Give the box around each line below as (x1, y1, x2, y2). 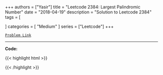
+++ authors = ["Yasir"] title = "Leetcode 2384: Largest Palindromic (5, 4, 141, 10)
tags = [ (5, 14, 21, 20)
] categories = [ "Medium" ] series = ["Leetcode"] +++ (5, 24, 114, 29)
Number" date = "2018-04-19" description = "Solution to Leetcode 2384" (5, 9, 152, 15)
